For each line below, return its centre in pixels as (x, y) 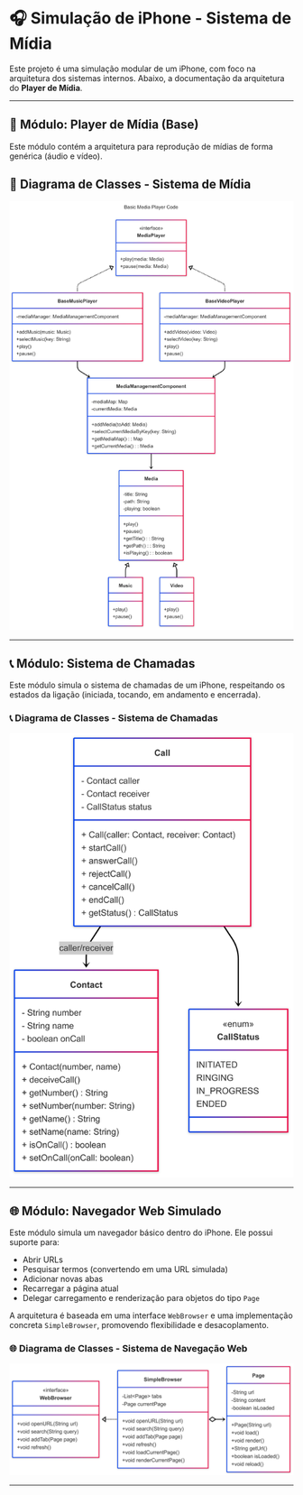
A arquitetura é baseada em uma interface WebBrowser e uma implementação (151, 1315)
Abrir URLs (42, 1260)
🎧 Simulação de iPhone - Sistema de (150, 18)
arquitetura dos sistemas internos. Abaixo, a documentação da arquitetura (147, 78)
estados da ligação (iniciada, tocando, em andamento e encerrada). (135, 695)
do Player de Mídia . (46, 88)
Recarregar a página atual (70, 1288)
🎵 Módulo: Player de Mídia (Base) (104, 125)
